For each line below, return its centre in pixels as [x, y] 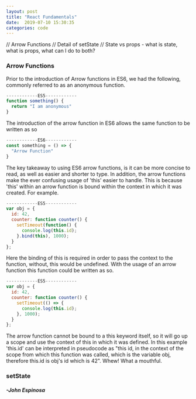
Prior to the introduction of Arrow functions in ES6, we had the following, [94, 79]
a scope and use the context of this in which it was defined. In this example [97, 342]
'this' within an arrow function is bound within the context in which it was [94, 186]
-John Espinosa [26, 390]
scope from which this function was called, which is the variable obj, [89, 354]
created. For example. [32, 192]
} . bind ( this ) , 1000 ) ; [43, 236]
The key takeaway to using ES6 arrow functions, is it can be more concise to [98, 168]
